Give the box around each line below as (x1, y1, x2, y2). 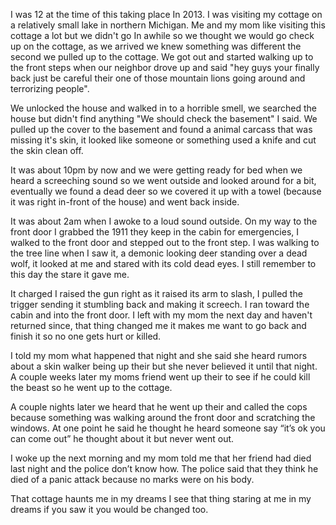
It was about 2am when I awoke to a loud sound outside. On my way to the (10, 215, 318, 227)
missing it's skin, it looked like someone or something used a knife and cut (10, 134, 317, 146)
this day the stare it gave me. (10, 269, 130, 280)
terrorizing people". (10, 83, 90, 94)
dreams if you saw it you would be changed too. (10, 504, 209, 515)
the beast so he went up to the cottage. (10, 382, 173, 393)
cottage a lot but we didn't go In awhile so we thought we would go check (10, 30, 315, 41)
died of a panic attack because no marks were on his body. (10, 474, 255, 485)
